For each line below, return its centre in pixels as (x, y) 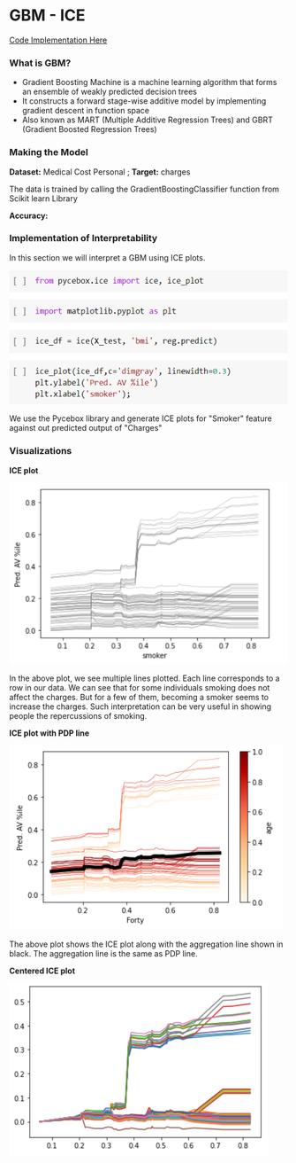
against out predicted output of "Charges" (86, 428)
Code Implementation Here (58, 40)
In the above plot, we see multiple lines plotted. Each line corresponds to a (144, 678)
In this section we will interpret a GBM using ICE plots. (107, 257)
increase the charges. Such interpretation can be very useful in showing (140, 706)
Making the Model (49, 152)
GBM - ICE (47, 16)
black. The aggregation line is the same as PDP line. (103, 954)
